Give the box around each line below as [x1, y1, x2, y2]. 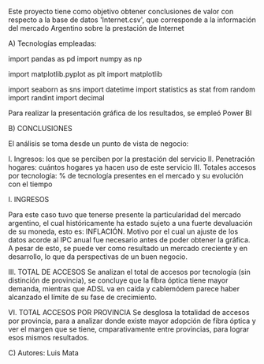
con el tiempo [8, 179, 53, 189]
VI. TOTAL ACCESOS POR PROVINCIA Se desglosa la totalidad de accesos [8, 308, 250, 317]
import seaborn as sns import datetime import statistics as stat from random [8, 84, 256, 94]
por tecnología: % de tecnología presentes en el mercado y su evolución [8, 171, 244, 180]
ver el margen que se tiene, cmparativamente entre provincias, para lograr [8, 325, 250, 334]
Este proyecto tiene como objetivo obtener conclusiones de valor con [8, 7, 234, 16]
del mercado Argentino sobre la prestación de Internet [8, 24, 184, 32]
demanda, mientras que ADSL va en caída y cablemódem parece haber [8, 284, 240, 293]
